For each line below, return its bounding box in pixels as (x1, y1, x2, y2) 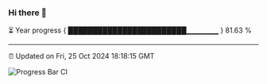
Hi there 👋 (8, 7, 48, 18)
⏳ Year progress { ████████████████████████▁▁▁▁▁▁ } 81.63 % (8, 25, 252, 35)
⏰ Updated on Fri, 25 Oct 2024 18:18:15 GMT (8, 52, 155, 61)
